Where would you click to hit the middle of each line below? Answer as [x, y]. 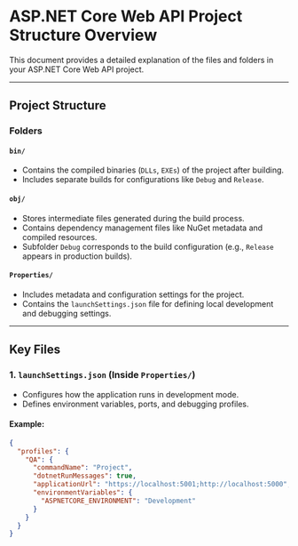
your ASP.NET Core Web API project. [77, 69]
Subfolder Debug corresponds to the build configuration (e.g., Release [148, 246]
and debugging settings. [67, 313]
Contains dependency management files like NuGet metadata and [142, 228]
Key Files [35, 350]
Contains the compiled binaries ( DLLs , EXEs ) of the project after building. [153, 170]
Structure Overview [83, 35]
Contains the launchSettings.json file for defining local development [148, 303]
